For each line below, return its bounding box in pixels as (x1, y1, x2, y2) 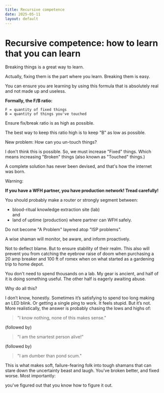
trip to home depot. (5, 261, 44, 267)
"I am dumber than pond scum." (17, 353, 82, 359)
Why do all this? (5, 286, 37, 291)
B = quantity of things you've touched (5, 111, 87, 117)
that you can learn (5, 48, 81, 59)
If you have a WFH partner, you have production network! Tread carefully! (5, 187, 159, 194)
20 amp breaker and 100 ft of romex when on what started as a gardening (5, 256, 155, 262)
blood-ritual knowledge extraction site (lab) (12, 207, 100, 212)
